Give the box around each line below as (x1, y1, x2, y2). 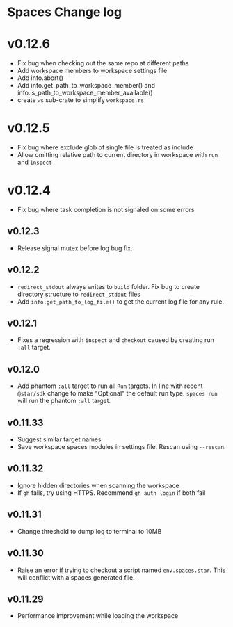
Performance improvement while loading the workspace (17, 612, 179, 620)
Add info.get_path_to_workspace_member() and (17, 81, 155, 90)
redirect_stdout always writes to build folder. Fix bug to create (17, 282, 200, 291)
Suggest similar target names (17, 435, 102, 443)
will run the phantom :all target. (17, 397, 111, 405)
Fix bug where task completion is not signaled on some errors (17, 206, 195, 213)
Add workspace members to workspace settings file (17, 67, 168, 75)
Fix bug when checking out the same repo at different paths (17, 59, 189, 67)
